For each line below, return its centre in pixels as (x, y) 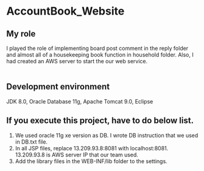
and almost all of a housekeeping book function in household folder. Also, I (100, 55)
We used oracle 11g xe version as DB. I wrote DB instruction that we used (107, 135)
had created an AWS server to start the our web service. (77, 61)
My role (21, 34)
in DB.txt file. (31, 142)
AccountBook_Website (65, 11)
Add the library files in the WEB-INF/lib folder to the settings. (91, 161)
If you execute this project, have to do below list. (100, 121)
